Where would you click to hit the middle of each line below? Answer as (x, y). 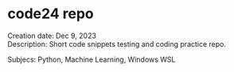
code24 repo (51, 14)
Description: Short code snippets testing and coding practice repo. (117, 44)
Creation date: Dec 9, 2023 (52, 36)
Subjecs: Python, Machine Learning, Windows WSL (92, 59)
